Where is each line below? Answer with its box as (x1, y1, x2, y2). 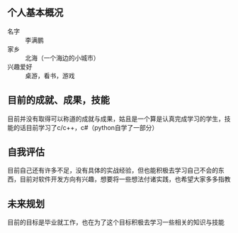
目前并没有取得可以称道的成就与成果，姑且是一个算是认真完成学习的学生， (7, 114, 225, 123)
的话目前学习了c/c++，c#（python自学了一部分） (13, 123, 159, 131)
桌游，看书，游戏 (25, 71, 75, 80)
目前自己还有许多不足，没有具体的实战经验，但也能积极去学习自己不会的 (7, 166, 218, 175)
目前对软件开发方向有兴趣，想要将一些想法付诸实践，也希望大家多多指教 (19, 175, 231, 183)
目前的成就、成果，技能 (7, 94, 110, 107)
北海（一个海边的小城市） (25, 53, 100, 62)
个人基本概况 (7, 6, 64, 19)
